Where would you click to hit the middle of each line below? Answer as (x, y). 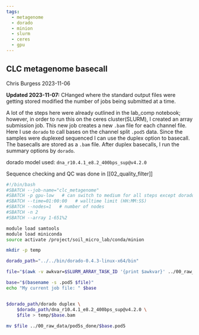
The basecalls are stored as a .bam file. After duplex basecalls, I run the (93, 144)
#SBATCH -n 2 (22, 212)
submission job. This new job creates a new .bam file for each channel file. (97, 125)
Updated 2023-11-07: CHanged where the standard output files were (91, 95)
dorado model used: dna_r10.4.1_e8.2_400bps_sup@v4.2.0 (76, 162)
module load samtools (33, 228)
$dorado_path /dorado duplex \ (44, 304)
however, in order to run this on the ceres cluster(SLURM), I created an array (99, 119)
